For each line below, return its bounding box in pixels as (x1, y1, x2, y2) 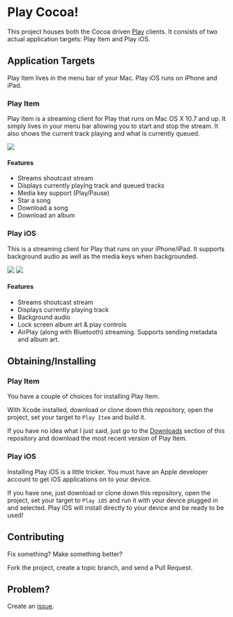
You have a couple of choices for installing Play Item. (7, 392, 160, 401)
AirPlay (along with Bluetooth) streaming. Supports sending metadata (17, 327, 218, 336)
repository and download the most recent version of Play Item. (7, 434, 188, 443)
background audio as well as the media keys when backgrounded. (7, 252, 198, 260)
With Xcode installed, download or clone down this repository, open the (7, 406, 213, 414)
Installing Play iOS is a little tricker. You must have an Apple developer (7, 467, 209, 476)
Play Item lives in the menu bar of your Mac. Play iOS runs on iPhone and (7, 73, 218, 82)
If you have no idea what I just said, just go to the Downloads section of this (7, 427, 225, 435)
